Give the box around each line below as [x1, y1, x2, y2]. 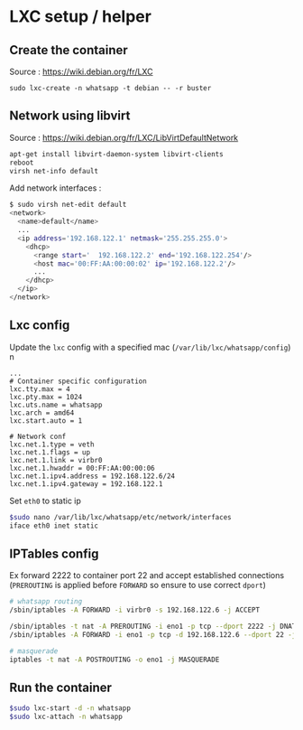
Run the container [9, 679, 113, 695]
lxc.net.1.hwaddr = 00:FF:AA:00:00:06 [9, 463, 155, 473]
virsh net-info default [9, 166, 99, 175]
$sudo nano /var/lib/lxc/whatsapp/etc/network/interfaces [9, 512, 232, 521]
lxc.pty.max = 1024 [9, 392, 83, 401]
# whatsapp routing [9, 597, 83, 606]
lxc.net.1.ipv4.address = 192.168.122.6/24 [9, 472, 176, 481]
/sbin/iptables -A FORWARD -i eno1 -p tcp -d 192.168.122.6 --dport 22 [9, 630, 284, 639]
